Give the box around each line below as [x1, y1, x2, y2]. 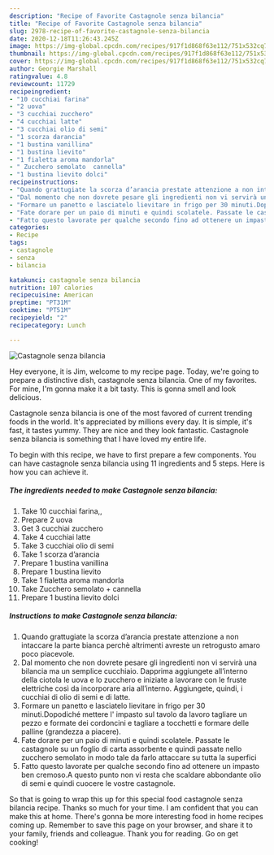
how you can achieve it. [9, 467, 89, 476]
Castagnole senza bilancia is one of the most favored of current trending [9, 408, 253, 418]
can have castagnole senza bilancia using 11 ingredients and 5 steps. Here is [9, 458, 265, 468]
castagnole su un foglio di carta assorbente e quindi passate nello [20, 744, 242, 753]
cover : [9, 58, 32, 66]
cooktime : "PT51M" [9, 306, 72, 315]
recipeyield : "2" [9, 314, 68, 322]
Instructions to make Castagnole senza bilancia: [9, 611, 178, 621]
